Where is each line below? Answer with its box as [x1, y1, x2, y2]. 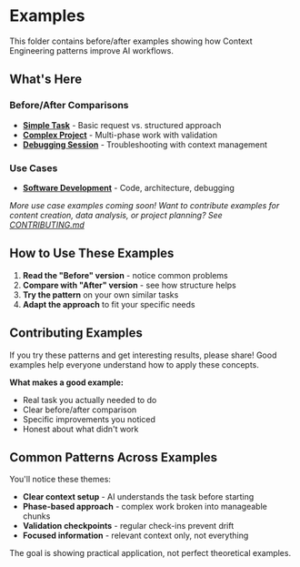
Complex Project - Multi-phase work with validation [22, 129, 218, 140]
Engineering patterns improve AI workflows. [9, 45, 175, 56]
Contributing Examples [9, 325, 143, 341]
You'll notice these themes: [9, 474, 112, 485]
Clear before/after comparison [22, 404, 137, 415]
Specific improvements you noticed [22, 413, 156, 424]
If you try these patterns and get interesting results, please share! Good [9, 349, 277, 360]
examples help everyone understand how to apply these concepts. [9, 359, 259, 370]
